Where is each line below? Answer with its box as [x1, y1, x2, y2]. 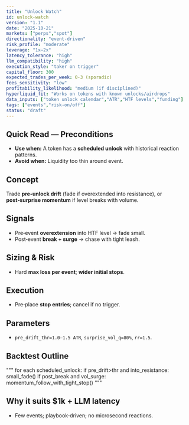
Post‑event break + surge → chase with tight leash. [14, 236, 140, 243]
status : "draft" [6, 107, 46, 113]
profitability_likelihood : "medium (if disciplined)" [6, 86, 142, 91]
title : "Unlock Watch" [6, 8, 62, 15]
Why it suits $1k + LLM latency [6, 396, 120, 406]
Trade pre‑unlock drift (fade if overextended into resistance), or [6, 190, 162, 197]
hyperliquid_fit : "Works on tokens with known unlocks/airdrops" [6, 91, 170, 97]
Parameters [6, 318, 50, 328]
